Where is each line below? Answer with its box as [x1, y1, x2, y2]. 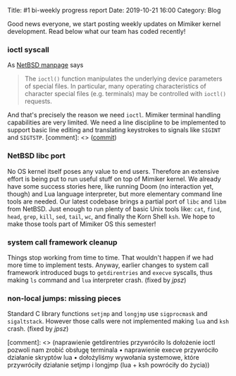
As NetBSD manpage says [7, 61, 84, 69]
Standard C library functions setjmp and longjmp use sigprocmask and [7, 310, 208, 318]
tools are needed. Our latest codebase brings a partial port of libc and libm [7, 197, 227, 206]
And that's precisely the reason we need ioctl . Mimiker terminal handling [7, 111, 221, 119]
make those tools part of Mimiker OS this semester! [7, 219, 156, 228]
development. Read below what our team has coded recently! [7, 28, 186, 35]
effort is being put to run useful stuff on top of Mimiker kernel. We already [7, 175, 221, 183]
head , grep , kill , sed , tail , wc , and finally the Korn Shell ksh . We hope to [7, 212, 216, 221]
